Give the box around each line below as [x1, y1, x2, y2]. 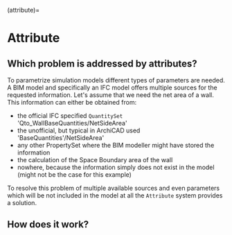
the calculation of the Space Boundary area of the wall [17, 156, 173, 164]
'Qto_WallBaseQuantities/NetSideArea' [17, 119, 127, 127]
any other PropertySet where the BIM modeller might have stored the [17, 141, 215, 149]
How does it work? [7, 218, 89, 231]
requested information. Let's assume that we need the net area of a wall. [7, 91, 215, 99]
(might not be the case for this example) [17, 171, 132, 179]
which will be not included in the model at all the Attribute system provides [7, 191, 223, 200]
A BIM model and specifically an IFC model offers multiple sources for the [7, 83, 217, 92]
